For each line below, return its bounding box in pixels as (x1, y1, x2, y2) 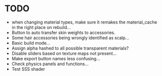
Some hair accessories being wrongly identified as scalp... (11, 35, 129, 41)
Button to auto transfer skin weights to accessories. (11, 29, 116, 35)
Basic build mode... (11, 40, 51, 46)
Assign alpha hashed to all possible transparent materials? (11, 45, 129, 51)
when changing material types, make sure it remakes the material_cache (11, 19, 157, 25)
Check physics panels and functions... (11, 61, 89, 67)
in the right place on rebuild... (11, 24, 71, 30)
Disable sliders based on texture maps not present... (11, 50, 117, 56)
